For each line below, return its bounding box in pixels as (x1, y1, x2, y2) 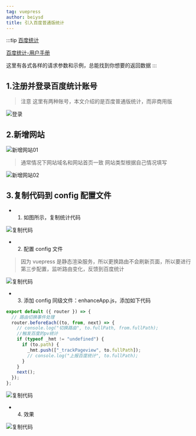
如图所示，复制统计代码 (23, 214, 81, 221)
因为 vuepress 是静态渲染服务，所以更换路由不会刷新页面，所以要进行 (20, 257, 191, 265)
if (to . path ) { (21, 342, 60, 348)
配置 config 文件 (23, 245, 63, 252)
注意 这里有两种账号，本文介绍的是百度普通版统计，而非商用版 (20, 98, 172, 105)
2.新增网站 (6, 129, 45, 139)
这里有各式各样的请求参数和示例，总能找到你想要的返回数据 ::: (6, 62, 158, 69)
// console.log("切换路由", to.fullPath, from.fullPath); (17, 325, 159, 331)
